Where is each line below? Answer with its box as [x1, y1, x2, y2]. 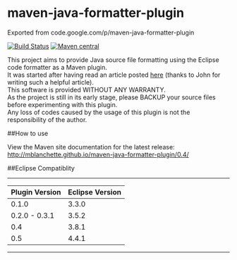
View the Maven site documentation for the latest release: [7, 142, 175, 151]
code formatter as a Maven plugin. [7, 63, 108, 71]
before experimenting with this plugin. [7, 100, 118, 109]
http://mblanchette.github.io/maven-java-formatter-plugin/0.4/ [7, 150, 189, 159]
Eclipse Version [68, 187, 122, 197]
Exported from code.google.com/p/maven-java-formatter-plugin [7, 28, 195, 37]
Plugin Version [11, 187, 61, 197]
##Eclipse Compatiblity [7, 163, 75, 172]
